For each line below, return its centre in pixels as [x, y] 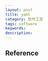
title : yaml [18, 14]
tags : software [21, 24]
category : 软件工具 [24, 19]
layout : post [19, 10]
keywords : [16, 28]
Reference [22, 53]
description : [19, 33]
